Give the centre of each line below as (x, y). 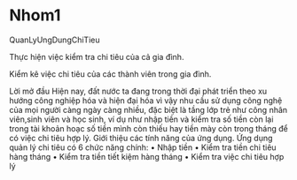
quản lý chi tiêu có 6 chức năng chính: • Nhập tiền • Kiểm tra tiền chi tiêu (143, 147)
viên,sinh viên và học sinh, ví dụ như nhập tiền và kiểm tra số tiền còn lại (141, 119)
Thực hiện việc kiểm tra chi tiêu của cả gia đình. (97, 56)
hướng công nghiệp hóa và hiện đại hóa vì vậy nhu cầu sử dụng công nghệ (146, 100)
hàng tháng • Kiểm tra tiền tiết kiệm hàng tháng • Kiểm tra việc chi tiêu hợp (147, 156)
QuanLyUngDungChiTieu (55, 40)
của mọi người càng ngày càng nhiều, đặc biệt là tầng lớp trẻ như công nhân (148, 109)
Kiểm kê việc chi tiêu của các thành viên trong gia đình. (110, 74)
